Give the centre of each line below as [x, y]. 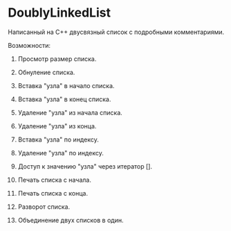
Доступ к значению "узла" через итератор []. [85, 166]
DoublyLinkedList [59, 13]
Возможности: [29, 45]
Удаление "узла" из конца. [57, 126]
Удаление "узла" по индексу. [61, 153]
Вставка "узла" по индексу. [58, 139]
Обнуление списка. [46, 72]
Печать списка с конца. [53, 193]
